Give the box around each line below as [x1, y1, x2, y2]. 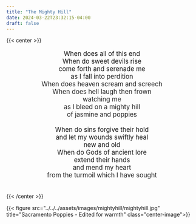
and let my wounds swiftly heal [55, 133, 149, 141]
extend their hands [73, 156, 130, 165]
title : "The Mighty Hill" [6, 8, 72, 15]
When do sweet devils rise [62, 57, 142, 66]
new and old [83, 141, 121, 149]
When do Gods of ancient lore [56, 148, 147, 157]
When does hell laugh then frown [52, 87, 152, 96]
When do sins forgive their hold [55, 126, 149, 134]
